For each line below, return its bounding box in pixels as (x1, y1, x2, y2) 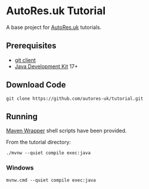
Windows (6, 164, 34, 172)
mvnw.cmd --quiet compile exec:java (6, 177, 96, 183)
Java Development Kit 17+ (14, 63, 78, 70)
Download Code (6, 80, 67, 90)
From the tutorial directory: (6, 139, 71, 146)
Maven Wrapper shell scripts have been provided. (6, 127, 127, 134)
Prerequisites (6, 41, 57, 51)
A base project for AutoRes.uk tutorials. (6, 24, 102, 31)
